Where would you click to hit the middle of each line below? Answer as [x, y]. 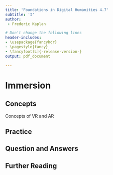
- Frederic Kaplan [27, 24]
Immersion [28, 85]
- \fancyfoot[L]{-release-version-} [43, 51]
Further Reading [31, 166]
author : [13, 19]
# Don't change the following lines [43, 33]
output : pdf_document [28, 56]
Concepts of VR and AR [30, 116]
